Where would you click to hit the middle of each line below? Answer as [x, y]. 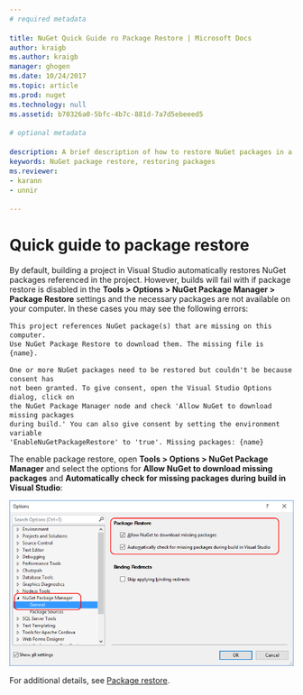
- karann [26, 180]
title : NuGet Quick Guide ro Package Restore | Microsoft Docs [131, 38]
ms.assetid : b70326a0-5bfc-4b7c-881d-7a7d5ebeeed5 [106, 114]
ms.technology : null [48, 105]
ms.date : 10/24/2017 [48, 77]
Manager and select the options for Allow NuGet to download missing [141, 469]
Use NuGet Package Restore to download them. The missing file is [137, 344]
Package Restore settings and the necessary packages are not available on [150, 299]
